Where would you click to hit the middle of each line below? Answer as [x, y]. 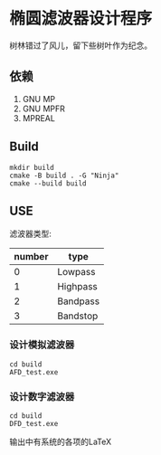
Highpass [77, 287]
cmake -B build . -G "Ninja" [64, 175]
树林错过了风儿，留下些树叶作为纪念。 [80, 45]
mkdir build [32, 167]
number [31, 257]
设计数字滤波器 [42, 396]
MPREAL [39, 118]
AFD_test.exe [34, 372]
